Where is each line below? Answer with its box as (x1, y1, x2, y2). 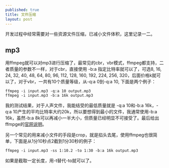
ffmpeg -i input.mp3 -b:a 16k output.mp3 (5, 93, 94, 98)
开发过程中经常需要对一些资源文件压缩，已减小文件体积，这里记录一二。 (5, 31, 155, 37)
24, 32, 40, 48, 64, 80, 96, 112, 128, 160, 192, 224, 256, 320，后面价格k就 (5, 72, 157, 78)
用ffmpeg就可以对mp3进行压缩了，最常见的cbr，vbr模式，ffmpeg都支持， (5, 60, 159, 66)
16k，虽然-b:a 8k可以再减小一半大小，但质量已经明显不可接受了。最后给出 (5, 115, 159, 121)
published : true (5, 7, 39, 13)
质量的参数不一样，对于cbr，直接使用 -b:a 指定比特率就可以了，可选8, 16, (9, 66, 162, 72)
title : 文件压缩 (5, 12, 36, 17)
